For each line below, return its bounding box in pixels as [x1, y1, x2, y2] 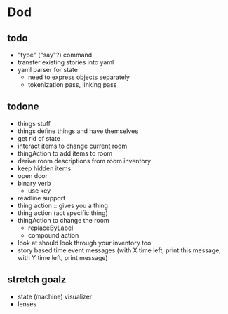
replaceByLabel [27, 224, 74, 232]
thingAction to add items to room [17, 149, 113, 158]
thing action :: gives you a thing [17, 201, 109, 210]
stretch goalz [7, 274, 67, 286]
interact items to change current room [17, 142, 128, 150]
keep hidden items [17, 164, 72, 172]
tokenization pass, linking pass [27, 81, 117, 88]
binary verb [17, 179, 51, 187]
